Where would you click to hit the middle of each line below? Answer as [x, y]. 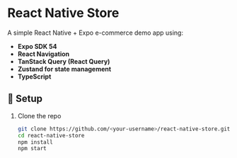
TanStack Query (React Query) [64, 61]
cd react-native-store [51, 135]
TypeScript [34, 77]
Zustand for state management [64, 69]
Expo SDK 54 [37, 46]
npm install [35, 142]
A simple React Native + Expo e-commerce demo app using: [96, 33]
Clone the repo [39, 115]
